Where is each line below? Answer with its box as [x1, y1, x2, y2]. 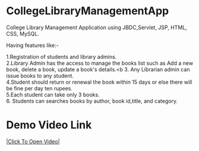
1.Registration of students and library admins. [6, 53, 117, 60]
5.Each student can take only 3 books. [6, 91, 100, 98]
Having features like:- [6, 42, 59, 49]
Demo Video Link [6, 118, 92, 132]
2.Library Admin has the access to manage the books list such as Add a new [6, 59, 194, 67]
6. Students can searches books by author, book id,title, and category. [6, 97, 178, 105]
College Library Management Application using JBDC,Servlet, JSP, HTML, [6, 24, 187, 31]
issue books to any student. [6, 72, 74, 79]
